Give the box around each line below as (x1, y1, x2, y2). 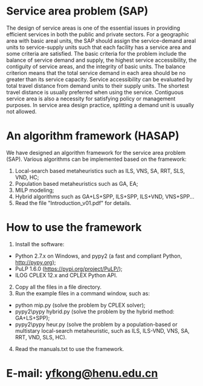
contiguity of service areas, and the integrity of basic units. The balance (6, 62, 186, 70)
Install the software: (14, 240, 65, 247)
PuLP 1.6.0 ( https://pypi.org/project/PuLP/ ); (14, 265, 123, 272)
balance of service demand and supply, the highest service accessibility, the (6, 56, 197, 64)
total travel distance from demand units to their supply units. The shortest (6, 82, 189, 89)
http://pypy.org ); (14, 258, 56, 266)
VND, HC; (14, 174, 39, 181)
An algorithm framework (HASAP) (6, 129, 179, 143)
